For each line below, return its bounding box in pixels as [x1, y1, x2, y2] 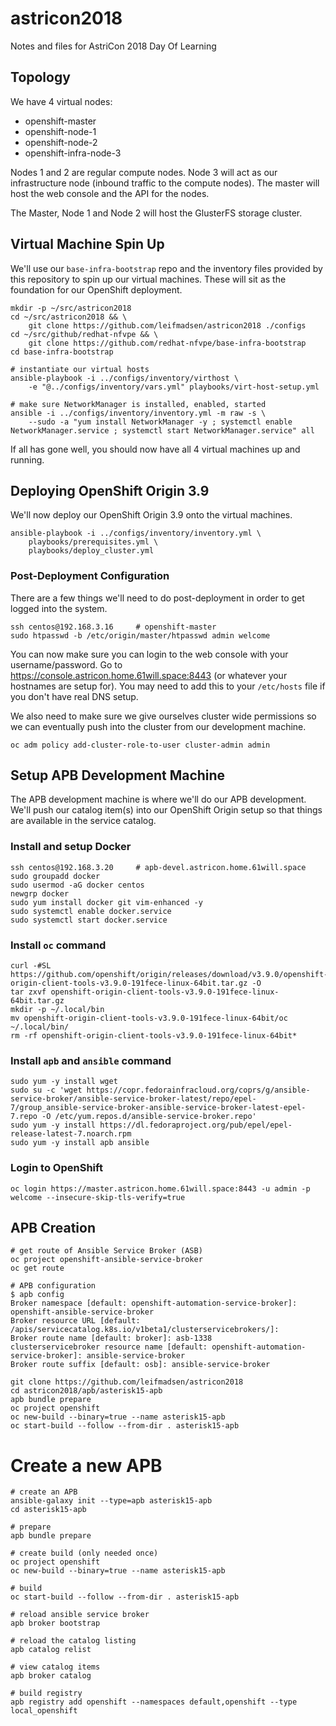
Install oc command [10, 938, 107, 952]
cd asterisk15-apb [10, 1505, 87, 1515]
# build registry [10, 1688, 83, 1699]
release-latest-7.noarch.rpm [10, 1129, 132, 1139]
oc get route [10, 1263, 65, 1274]
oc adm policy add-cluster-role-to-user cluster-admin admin [10, 740, 271, 750]
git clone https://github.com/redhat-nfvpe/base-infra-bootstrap [28, 338, 307, 348]
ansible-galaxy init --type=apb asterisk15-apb [10, 1496, 213, 1506]
